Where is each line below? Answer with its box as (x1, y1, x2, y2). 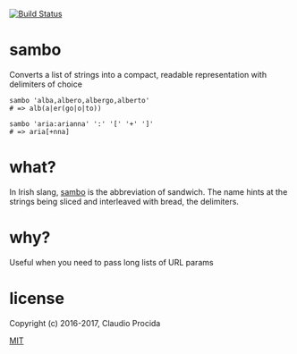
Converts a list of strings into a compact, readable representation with (9, 69, 267, 80)
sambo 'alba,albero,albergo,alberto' (9, 96, 150, 105)
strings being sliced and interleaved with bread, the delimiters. (9, 196, 240, 206)
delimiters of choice (9, 79, 83, 89)
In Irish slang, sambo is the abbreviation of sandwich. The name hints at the (9, 186, 288, 197)
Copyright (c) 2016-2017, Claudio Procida (9, 317, 161, 328)
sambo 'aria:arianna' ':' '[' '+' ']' (9, 119, 154, 129)
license (9, 289, 65, 308)
